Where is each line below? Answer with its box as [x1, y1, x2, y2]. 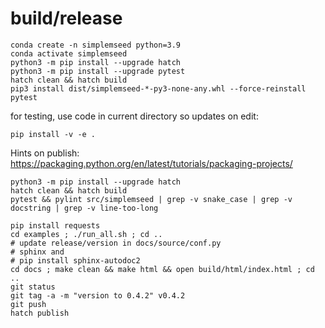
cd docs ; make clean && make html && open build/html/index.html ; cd [10, 264, 315, 274]
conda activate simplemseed [10, 48, 128, 59]
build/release [10, 7, 123, 30]
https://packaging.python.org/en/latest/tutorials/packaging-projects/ [10, 157, 293, 169]
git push [10, 299, 47, 309]
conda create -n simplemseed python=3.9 [10, 40, 182, 50]
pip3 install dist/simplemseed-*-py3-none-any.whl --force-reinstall [10, 83, 307, 94]
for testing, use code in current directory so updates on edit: [10, 110, 259, 122]
